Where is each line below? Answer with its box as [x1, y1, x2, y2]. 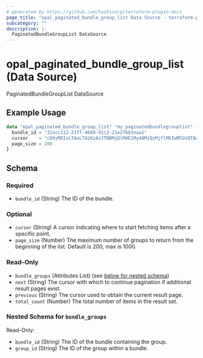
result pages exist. [14, 285, 62, 292]
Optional [6, 210, 32, 218]
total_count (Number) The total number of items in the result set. [14, 298, 178, 305]
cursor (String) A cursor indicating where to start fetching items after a [14, 224, 191, 231]
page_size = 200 [11, 140, 53, 147]
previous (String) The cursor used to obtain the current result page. [14, 291, 183, 298]
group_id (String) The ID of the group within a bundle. [14, 344, 149, 351]
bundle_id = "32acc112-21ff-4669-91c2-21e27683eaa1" [11, 129, 147, 135]
